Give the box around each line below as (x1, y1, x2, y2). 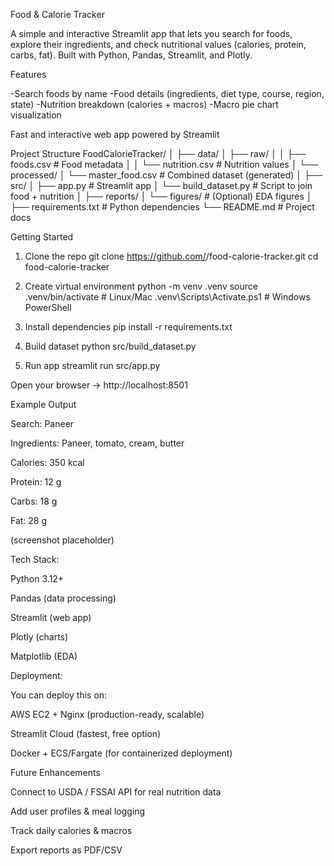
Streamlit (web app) (10, 612, 92, 623)
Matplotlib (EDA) (10, 650, 78, 662)
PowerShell (24, 302, 72, 313)
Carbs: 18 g (10, 495, 58, 507)
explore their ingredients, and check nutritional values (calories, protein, (10, 39, 307, 50)
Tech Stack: (10, 554, 60, 565)
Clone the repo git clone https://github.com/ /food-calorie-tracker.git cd (24, 250, 319, 262)
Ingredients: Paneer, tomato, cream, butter (10, 437, 185, 449)
